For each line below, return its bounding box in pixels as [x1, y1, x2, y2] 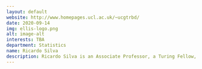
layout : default [6, 8, 47, 15]
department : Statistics [6, 43, 67, 49]
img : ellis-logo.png [6, 25, 59, 32]
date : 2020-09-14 [6, 20, 50, 26]
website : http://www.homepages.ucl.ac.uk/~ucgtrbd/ [6, 14, 140, 20]
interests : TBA [6, 37, 45, 43]
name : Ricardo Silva [6, 48, 59, 54]
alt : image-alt [6, 31, 45, 37]
